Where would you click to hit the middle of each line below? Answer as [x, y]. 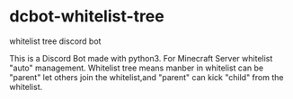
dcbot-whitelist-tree [87, 16]
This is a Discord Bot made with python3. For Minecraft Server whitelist [141, 58]
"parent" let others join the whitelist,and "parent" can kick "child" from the [146, 77]
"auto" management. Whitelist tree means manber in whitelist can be [136, 68]
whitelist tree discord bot [55, 41]
